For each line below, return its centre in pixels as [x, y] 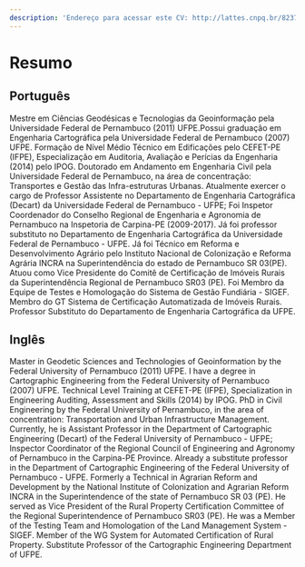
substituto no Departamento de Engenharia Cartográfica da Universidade [146, 234]
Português [40, 96]
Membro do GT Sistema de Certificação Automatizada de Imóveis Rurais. [146, 302]
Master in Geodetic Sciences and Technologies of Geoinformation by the [145, 362]
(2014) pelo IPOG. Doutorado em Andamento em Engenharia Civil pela [141, 166]
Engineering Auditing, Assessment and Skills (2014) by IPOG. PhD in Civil [146, 400]
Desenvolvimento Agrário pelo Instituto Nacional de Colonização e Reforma [151, 253]
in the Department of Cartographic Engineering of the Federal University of [150, 468]
